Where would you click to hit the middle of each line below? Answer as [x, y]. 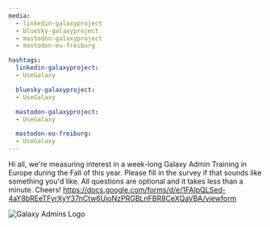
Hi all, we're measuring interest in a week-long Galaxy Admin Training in [128, 164]
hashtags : [25, 60]
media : [19, 16]
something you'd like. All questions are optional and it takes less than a [126, 181]
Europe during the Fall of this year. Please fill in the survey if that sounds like [135, 173]
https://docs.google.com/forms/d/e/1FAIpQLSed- [145, 190]
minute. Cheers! [35, 190]
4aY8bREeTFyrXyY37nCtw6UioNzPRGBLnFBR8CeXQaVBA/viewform [123, 198]
